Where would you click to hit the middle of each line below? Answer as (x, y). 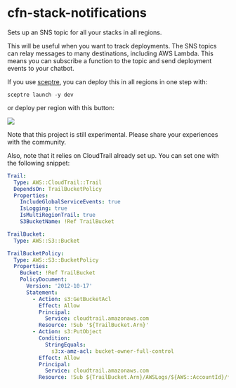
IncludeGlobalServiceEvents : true (70, 202)
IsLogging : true (44, 208)
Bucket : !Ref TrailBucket (58, 273)
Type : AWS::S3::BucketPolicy (56, 260)
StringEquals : (65, 344)
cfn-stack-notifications (77, 13)
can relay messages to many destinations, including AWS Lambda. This (111, 53)
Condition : (54, 338)
